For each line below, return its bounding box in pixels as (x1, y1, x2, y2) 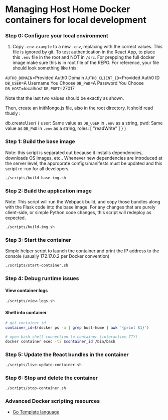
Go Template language (12, 409, 60, 415)
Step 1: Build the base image (5, 138, 75, 145)
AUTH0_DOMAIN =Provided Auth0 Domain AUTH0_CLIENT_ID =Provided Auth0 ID (5, 75, 160, 81)
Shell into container (5, 309, 47, 315)
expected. (5, 215, 26, 221)
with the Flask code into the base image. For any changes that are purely (5, 204, 156, 210)
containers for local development (5, 14, 146, 26)
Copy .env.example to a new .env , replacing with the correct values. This (12, 44, 163, 50)
